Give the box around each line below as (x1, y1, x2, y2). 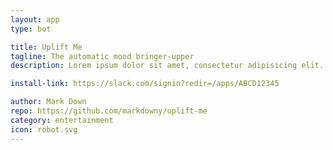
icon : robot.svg (10, 124, 78, 135)
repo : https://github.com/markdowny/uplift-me (10, 106, 208, 116)
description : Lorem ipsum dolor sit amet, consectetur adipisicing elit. (10, 61, 325, 71)
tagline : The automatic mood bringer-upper (10, 51, 195, 61)
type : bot (10, 24, 52, 34)
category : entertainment (10, 115, 114, 125)
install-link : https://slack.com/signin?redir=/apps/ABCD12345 (10, 79, 280, 89)
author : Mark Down (10, 97, 87, 107)
